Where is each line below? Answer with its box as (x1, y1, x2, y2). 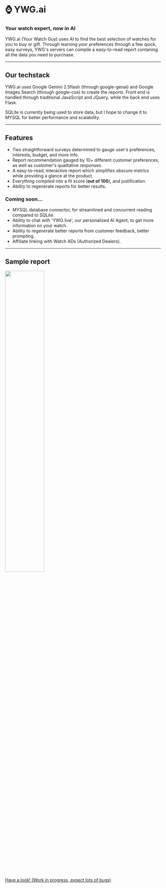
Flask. (5, 100, 17, 106)
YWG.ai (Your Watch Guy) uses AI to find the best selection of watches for (5, 36, 157, 42)
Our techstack (5, 71, 50, 79)
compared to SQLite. (12, 212, 55, 218)
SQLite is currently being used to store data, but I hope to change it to (5, 109, 147, 115)
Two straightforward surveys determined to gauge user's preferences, (12, 147, 156, 153)
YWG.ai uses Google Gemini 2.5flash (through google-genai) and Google (5, 84, 154, 90)
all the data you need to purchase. (5, 52, 75, 58)
